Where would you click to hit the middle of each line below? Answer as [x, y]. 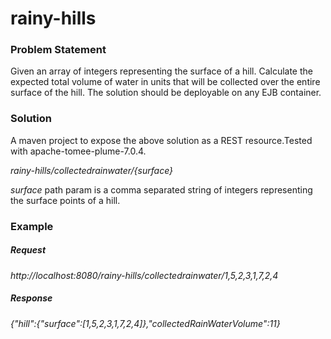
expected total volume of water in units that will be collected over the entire [165, 82]
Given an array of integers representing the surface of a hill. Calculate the [161, 71]
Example [32, 226]
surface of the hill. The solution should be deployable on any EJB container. [166, 93]
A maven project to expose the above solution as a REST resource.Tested [161, 140]
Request [28, 250]
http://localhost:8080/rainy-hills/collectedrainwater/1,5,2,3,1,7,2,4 [144, 275]
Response [31, 298]
